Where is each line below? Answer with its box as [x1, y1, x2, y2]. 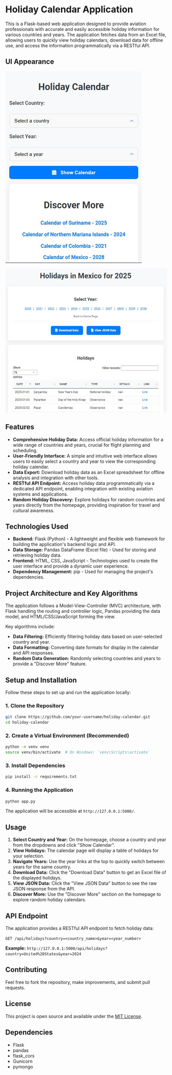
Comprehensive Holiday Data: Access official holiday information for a [12, 436, 163, 443]
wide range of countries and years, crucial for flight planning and [12, 442, 150, 448]
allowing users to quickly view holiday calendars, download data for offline [5, 37, 163, 43]
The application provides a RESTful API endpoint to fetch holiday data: [5, 925, 154, 932]
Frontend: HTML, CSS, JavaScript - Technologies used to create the [12, 558, 158, 564]
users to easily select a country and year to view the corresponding [12, 458, 156, 464]
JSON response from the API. [12, 886, 75, 892]
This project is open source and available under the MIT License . [5, 1013, 143, 1019]
